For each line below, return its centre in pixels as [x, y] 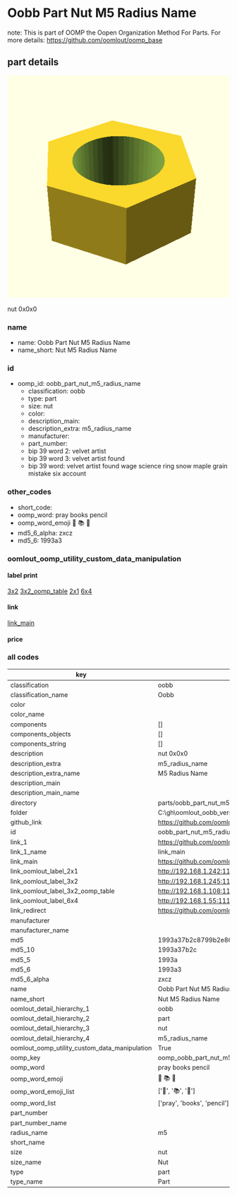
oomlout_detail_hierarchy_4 [50, 1038]
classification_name [39, 694]
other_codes [29, 492]
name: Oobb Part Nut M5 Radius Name [74, 343]
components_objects [41, 734]
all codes [23, 657]
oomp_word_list [33, 1103]
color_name [27, 715]
